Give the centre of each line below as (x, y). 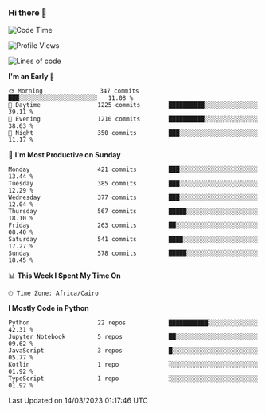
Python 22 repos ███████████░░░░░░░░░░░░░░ (133, 323)
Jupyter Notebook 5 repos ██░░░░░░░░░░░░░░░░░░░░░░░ (133, 337)
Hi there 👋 (28, 13)
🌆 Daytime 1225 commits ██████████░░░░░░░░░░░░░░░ (133, 105)
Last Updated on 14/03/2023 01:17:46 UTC (78, 401)
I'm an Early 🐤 (31, 77)
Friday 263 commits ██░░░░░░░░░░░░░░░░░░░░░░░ (133, 226)
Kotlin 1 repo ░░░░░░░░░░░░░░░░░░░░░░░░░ (133, 365)
